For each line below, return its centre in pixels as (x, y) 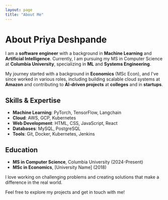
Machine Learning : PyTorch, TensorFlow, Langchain (67, 113)
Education (22, 150)
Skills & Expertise (33, 101)
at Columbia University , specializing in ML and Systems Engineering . (78, 64)
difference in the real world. (34, 182)
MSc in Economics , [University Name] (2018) (59, 167)
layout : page (19, 10)
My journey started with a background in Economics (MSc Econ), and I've (82, 74)
